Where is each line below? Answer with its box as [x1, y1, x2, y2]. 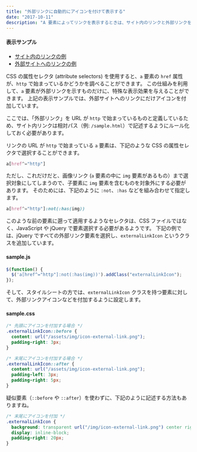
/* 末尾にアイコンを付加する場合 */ [6, 355, 83, 361]
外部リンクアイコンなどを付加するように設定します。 [16, 296, 144, 303]
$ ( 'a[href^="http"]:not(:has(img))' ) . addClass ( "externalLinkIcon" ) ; [11, 272, 182, 278]
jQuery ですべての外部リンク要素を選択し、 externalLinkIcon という [16, 232, 180, 239]
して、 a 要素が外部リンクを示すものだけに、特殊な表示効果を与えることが [6, 87, 185, 94]
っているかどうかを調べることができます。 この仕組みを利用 [43, 80, 188, 87]
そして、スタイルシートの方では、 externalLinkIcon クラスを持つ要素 [6, 289, 173, 296]
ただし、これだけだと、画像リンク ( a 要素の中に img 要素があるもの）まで [6, 172, 184, 180]
